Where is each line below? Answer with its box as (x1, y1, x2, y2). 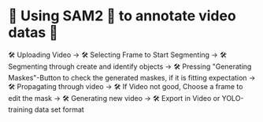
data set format (34, 105, 84, 114)
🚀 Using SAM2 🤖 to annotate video (8, 7, 236, 25)
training (8, 105, 33, 114)
